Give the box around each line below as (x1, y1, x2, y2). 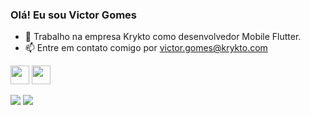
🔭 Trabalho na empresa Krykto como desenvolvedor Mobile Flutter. (24, 31, 302, 43)
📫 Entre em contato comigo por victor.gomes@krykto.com (24, 42, 268, 54)
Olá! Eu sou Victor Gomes (10, 8, 138, 22)
